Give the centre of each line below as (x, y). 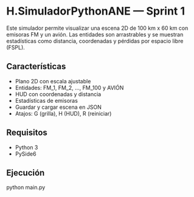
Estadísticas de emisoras (46, 100)
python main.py (26, 187)
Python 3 (26, 147)
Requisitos (27, 133)
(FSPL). (16, 47)
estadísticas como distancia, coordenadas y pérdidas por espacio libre (95, 41)
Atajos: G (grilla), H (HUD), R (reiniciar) (63, 113)
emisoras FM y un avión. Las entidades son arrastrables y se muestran (95, 34)
